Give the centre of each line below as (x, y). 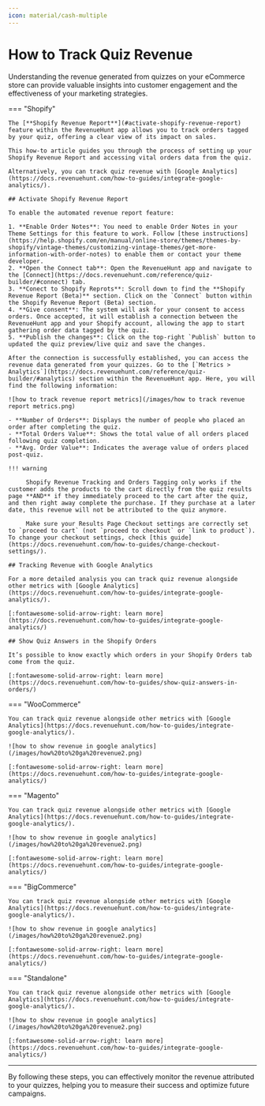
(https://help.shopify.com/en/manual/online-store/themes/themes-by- (125, 240)
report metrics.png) (42, 406)
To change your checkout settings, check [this (88, 538)
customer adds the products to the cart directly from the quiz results (130, 489)
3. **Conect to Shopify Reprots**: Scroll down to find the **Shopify (127, 289)
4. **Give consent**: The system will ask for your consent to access (127, 309)
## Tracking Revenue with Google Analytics (81, 565)
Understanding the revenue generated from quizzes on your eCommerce (127, 77)
